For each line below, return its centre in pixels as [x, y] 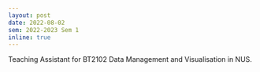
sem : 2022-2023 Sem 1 [44, 30]
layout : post [30, 15]
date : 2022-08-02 [37, 23]
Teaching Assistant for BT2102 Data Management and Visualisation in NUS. [130, 59]
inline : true [30, 37]
